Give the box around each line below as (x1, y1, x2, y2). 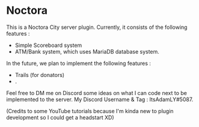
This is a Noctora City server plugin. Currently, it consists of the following (6, 23, 188, 31)
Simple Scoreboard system (14, 42, 82, 49)
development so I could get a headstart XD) (6, 114, 114, 121)
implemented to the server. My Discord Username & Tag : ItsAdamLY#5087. (6, 96, 194, 103)
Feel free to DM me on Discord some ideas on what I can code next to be (6, 89, 188, 96)
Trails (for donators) (14, 71, 65, 78)
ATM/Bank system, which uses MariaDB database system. (14, 48, 159, 55)
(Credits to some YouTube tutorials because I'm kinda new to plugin (6, 107, 174, 114)
